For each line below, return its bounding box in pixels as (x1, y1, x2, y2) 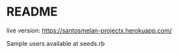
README (6, 4, 58, 20)
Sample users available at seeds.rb (6, 39, 105, 47)
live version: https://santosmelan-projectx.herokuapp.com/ (6, 26, 172, 34)
